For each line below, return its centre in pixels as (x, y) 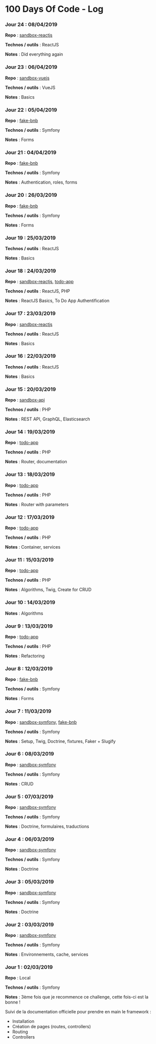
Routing (20, 1032)
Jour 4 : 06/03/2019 (30, 839)
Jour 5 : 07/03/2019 (29, 796)
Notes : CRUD (19, 783)
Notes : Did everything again (34, 54)
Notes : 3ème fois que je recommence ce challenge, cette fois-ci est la (77, 997)
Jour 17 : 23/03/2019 (30, 313)
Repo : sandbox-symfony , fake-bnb (41, 722)
